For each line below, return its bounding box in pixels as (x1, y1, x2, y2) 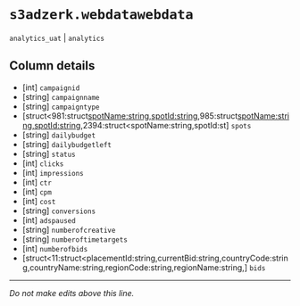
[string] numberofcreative (21, 224, 116, 235)
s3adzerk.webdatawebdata (9, 6, 194, 23)
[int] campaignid (21, 82, 80, 93)
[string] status (21, 148, 76, 159)
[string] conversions (21, 205, 96, 216)
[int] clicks (21, 158, 64, 169)
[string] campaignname (21, 91, 100, 102)
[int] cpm (21, 186, 52, 197)
